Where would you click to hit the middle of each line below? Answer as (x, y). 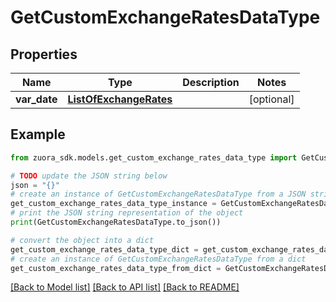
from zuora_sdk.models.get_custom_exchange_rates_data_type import (154, 157)
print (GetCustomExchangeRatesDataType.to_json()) (116, 222)
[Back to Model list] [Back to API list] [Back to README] (125, 287)
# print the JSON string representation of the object (127, 213)
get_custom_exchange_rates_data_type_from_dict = (116, 268)
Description (211, 82)
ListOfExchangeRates (120, 99)
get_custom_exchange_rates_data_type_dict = (104, 249)
